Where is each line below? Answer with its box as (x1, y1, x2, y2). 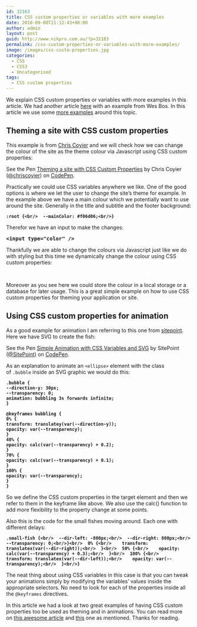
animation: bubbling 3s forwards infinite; (6, 395, 115, 401)
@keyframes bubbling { (6, 411, 62, 417)
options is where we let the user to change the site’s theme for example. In (6, 190, 186, 197)
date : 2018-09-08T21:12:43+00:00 (6, 19, 88, 25)
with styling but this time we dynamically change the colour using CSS (6, 252, 176, 260)
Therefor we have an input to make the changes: (6, 224, 123, 231)
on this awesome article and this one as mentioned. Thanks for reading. (6, 614, 180, 621)
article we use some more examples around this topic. (6, 109, 137, 116)
